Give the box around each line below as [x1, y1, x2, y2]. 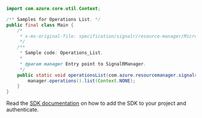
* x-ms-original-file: [19, 33, 77, 39]
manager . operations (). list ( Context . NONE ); [28, 78, 136, 84]
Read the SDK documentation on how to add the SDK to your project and [6, 99, 186, 107]
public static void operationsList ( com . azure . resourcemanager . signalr [17, 72, 198, 78]
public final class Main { [6, 22, 74, 28]
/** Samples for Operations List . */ [6, 16, 101, 22]
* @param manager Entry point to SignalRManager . [19, 60, 147, 67]
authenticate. [6, 106, 39, 113]
